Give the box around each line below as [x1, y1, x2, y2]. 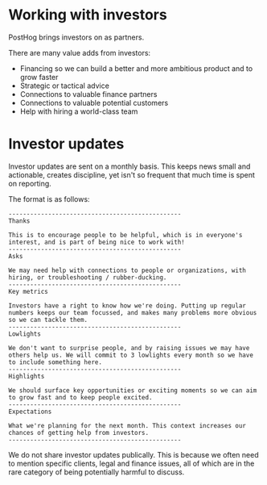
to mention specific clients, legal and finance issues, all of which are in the [8, 458, 255, 468]
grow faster [19, 72, 59, 82]
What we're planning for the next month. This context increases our [8, 421, 247, 429]
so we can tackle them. [8, 316, 88, 324]
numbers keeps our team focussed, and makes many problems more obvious [8, 308, 257, 316]
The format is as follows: [8, 194, 90, 203]
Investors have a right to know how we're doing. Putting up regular [8, 301, 247, 310]
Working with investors [8, 6, 167, 24]
